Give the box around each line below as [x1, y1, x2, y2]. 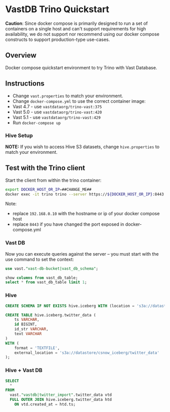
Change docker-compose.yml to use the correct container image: [12, 98, 146, 104]
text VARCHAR [14, 332, 42, 337]
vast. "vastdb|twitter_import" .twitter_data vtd [10, 392, 112, 398]
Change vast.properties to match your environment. [12, 93, 123, 99]
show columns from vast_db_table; [5, 275, 78, 280]
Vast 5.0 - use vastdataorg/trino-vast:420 [12, 109, 102, 115]
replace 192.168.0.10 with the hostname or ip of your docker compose [12, 211, 160, 217]
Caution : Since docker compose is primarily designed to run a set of [5, 20, 148, 26]
